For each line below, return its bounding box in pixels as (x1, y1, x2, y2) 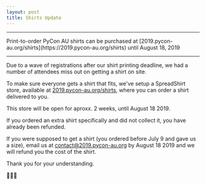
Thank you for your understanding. (6, 160, 94, 167)
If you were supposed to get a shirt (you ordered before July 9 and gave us (6, 135, 196, 142)
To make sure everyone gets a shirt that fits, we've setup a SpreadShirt (6, 80, 186, 87)
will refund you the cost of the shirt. (6, 148, 97, 155)
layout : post (6, 9, 40, 15)
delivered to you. (6, 92, 49, 100)
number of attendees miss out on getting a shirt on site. (6, 68, 147, 75)
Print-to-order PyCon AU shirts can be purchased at (6, 37, 138, 45)
